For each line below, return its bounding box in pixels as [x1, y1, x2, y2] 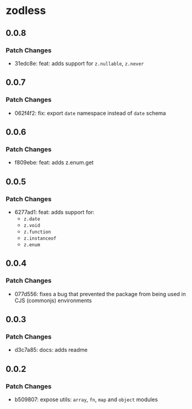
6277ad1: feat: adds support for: [14, 208, 95, 215]
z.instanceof [23, 235, 57, 242]
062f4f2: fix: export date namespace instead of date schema [14, 109, 166, 117]
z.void [23, 222, 41, 228]
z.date [23, 216, 41, 222]
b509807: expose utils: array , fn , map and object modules [14, 396, 158, 403]
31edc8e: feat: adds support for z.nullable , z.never [14, 59, 144, 67]
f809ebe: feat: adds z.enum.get [14, 159, 94, 166]
